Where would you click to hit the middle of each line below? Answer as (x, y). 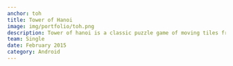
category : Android (34, 52)
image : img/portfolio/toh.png (51, 26)
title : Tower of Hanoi (40, 20)
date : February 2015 (37, 45)
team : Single (26, 39)
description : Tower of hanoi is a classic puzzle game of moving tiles (113, 33)
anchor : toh (24, 13)
